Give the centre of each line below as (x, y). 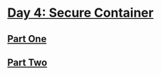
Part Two (27, 62)
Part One (27, 39)
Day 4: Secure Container (80, 13)
